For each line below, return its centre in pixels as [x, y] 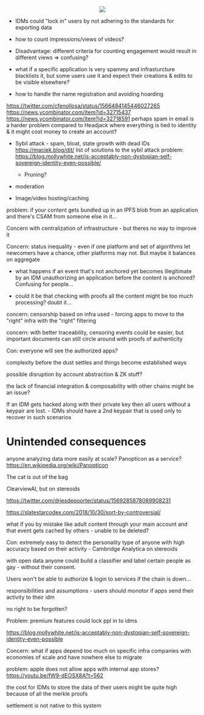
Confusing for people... [44, 284]
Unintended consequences [76, 442]
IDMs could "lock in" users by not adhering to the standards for [95, 21]
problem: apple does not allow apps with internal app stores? [83, 669]
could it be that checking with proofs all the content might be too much [104, 296]
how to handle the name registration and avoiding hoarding [89, 94]
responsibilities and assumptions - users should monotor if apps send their [100, 590]
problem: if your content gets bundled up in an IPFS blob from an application [102, 210]
